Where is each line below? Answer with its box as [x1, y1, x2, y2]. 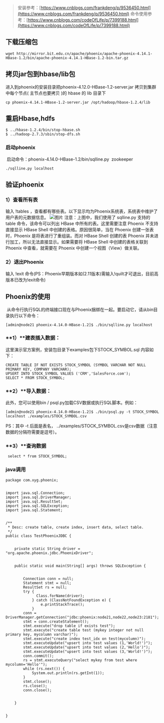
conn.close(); [23, 688, 52, 693]
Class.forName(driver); [36, 593, 85, 598]
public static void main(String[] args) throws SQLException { [14, 563, 146, 568]
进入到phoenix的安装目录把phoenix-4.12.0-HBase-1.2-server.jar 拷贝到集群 [5, 84, 156, 90]
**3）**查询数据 [5, 443, 47, 450]
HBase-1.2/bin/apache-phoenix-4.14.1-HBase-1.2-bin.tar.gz [5, 55, 129, 60]
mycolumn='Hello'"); [5, 662, 48, 667]
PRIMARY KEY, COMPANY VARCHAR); [5, 367, 71, 372]
